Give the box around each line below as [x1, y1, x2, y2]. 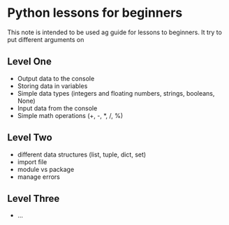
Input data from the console [17, 103, 98, 112]
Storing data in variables [17, 82, 88, 90]
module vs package [17, 165, 75, 173]
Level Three [7, 192, 60, 204]
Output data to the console [17, 74, 95, 82]
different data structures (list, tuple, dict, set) [17, 150, 147, 159]
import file [17, 157, 47, 166]
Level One [7, 56, 52, 68]
